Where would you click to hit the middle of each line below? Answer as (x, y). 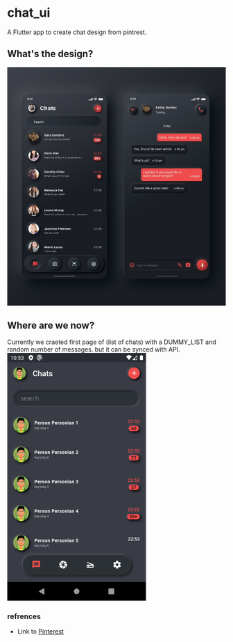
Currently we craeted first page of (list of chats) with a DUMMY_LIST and (112, 342)
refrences (24, 616)
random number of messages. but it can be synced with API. (94, 350)
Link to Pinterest (41, 632)
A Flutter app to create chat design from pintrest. (77, 32)
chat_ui (29, 13)
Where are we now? (51, 325)
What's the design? (50, 54)
